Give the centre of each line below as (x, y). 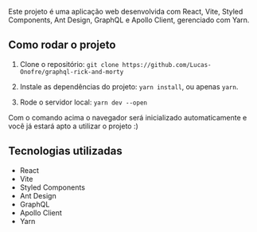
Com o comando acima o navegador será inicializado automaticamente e (128, 117)
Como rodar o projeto (62, 45)
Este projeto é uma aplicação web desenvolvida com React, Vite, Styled (126, 12)
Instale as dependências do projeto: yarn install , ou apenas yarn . (129, 86)
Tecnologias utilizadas (65, 151)
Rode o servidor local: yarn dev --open (84, 102)
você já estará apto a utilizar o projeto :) (74, 126)
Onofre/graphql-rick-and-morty (72, 72)
